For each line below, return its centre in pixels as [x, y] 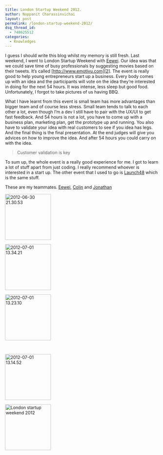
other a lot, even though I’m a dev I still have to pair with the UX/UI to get [78, 112]
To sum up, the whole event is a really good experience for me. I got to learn [82, 162]
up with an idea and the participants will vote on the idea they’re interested [80, 81]
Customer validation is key [44, 152]
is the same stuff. [22, 177]
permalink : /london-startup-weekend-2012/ [49, 23]
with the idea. [19, 143]
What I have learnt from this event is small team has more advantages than [80, 101]
